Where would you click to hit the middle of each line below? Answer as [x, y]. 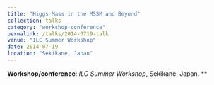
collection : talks [34, 21]
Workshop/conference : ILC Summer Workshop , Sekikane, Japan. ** [107, 73]
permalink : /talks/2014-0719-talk [58, 34]
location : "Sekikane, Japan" [50, 54]
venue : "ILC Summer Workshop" [52, 40]
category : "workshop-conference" [57, 27]
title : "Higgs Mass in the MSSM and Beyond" [74, 14]
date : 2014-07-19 [33, 47]
